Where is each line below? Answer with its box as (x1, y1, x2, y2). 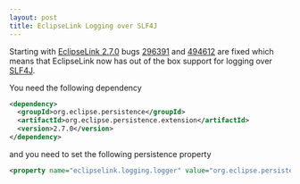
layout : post (9, 13, 58, 22)
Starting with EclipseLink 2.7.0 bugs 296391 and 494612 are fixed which (9, 46, 274, 56)
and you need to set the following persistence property (9, 148, 212, 159)
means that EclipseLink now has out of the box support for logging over (9, 55, 272, 66)
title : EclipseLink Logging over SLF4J (9, 21, 158, 30)
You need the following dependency (9, 82, 143, 93)
